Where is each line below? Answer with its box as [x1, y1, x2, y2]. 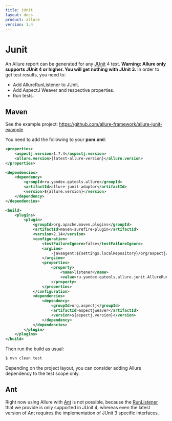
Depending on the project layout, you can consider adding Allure [5, 365, 142, 371]
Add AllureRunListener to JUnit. [12, 82, 79, 88]
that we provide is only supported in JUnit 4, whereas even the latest [5, 404, 150, 410]
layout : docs [5, 12, 33, 17]
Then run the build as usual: [5, 346, 64, 352]
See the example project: [5, 121, 58, 127]
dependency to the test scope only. [5, 370, 80, 376]
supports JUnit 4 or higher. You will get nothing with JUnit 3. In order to [5, 66, 160, 72]
